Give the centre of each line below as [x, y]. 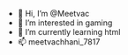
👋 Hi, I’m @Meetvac [53, 14]
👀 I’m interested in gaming [65, 23]
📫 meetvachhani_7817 [59, 42]
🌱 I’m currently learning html [69, 32]
